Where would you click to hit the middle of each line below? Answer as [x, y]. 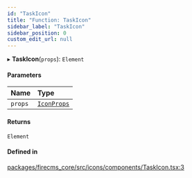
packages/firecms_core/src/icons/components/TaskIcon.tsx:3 [96, 167]
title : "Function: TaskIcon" [49, 20]
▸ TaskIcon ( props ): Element [46, 59]
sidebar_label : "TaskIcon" [46, 26]
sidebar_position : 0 [37, 33]
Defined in [23, 152]
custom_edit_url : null [40, 39]
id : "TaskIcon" [29, 14]
